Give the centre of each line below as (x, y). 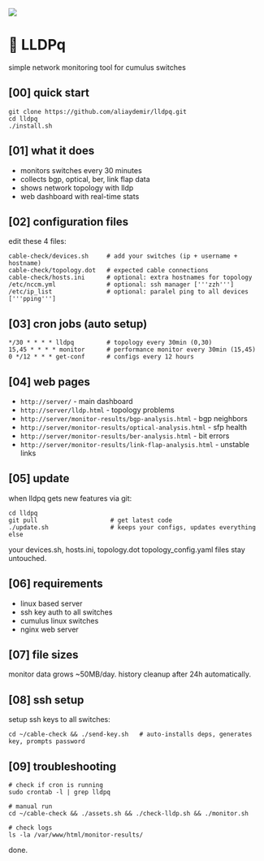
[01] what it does (52, 151)
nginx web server (49, 629)
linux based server (51, 603)
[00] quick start (49, 93)
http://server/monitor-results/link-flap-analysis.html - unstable (135, 444)
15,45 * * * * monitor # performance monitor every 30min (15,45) (132, 350)
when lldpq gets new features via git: (70, 498)
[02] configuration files (69, 222)
